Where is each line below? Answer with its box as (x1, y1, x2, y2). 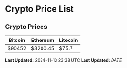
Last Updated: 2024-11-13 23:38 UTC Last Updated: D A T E (5, 57, 122, 63)
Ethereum (31, 37, 55, 43)
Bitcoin (8, 37, 26, 43)
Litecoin (58, 37, 78, 43)
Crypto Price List (5, 3, 74, 14)
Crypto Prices (5, 23, 48, 31)
